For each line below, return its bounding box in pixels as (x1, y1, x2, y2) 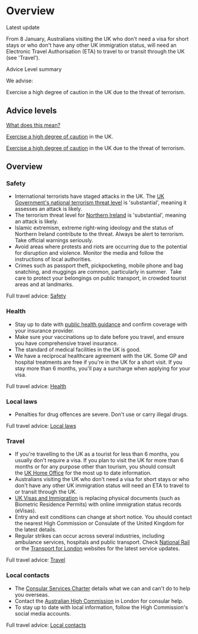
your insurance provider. (14, 327, 75, 334)
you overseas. (14, 591, 50, 598)
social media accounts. (14, 610, 72, 617)
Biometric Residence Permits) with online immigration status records (14, 501, 182, 508)
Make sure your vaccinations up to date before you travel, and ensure (14, 333, 184, 340)
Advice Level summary (6, 65, 62, 72)
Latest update (6, 24, 40, 31)
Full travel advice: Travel (6, 556, 66, 563)
